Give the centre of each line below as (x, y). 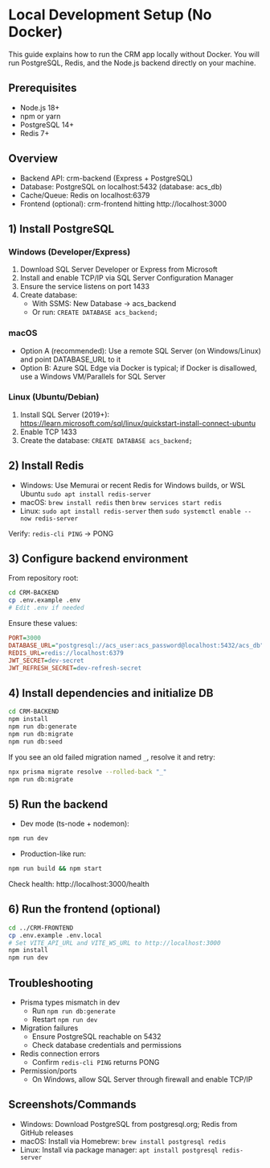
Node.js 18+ (40, 107)
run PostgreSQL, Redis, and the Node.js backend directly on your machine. (132, 63)
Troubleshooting (51, 983)
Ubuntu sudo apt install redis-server (85, 494)
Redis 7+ (35, 133)
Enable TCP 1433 (49, 432)
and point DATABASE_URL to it (70, 359)
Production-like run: (53, 854)
